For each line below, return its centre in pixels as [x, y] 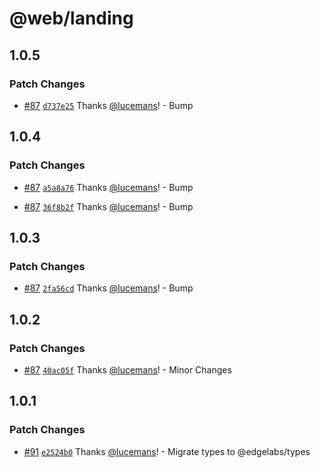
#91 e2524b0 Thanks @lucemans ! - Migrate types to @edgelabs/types [167, 451]
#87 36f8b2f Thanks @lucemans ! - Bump [108, 206]
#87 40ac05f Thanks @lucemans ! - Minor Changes [127, 369]
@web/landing [71, 18]
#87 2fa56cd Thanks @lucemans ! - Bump [108, 288]
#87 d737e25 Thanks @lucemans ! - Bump [108, 105]
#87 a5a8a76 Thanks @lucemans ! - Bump [108, 187]
